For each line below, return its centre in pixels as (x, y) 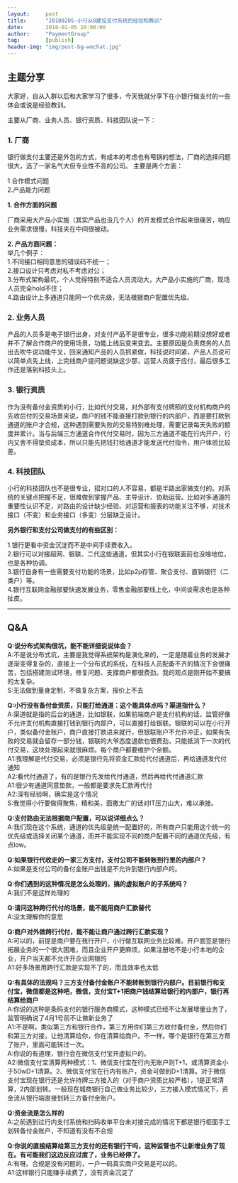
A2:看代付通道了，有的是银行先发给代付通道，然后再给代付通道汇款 (106, 776)
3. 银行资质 (26, 390)
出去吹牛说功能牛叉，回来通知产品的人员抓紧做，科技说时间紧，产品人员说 (116, 352)
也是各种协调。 (29, 563)
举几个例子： (26, 253)
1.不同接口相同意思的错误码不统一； (59, 262)
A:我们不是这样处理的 (38, 892)
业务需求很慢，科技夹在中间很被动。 (60, 229)
